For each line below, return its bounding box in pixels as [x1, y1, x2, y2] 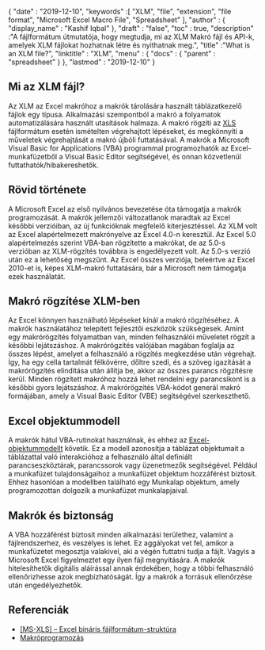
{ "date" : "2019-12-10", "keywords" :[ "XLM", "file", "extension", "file [8, 7, 232, 16]
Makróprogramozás [19, 633, 85, 642]
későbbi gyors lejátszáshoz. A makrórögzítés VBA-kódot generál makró [8, 383, 241, 392]
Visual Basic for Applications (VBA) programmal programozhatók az [8, 143, 229, 153]
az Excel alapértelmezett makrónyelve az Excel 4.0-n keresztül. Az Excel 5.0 [8, 229, 256, 239]
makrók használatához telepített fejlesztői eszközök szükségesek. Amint [8, 324, 244, 334]
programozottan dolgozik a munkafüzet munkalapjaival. [8, 486, 190, 495]
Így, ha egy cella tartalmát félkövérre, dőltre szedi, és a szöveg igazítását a [8, 357, 252, 367]
